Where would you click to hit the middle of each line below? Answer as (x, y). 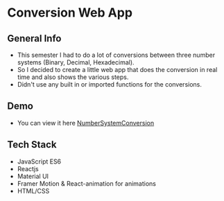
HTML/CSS (33, 191)
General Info (34, 38)
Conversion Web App (70, 13)
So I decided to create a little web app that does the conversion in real (117, 70)
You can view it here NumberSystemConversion (86, 123)
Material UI (33, 176)
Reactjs (28, 168)
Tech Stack (32, 145)
